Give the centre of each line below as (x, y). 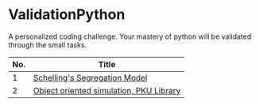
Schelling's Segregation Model (90, 78)
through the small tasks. (48, 44)
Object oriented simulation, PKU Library (107, 90)
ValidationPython (67, 15)
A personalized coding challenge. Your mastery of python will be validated (130, 36)
